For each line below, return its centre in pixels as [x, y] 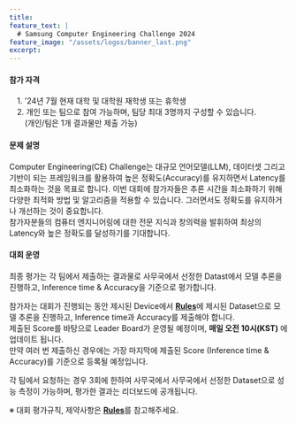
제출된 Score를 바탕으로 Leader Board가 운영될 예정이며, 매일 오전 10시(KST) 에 [148, 328]
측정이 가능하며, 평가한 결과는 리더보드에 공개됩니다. [108, 391]
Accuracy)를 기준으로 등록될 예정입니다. [79, 361]
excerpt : [25, 50]
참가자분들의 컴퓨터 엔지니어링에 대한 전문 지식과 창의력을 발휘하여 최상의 [136, 221]
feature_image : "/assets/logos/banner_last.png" [100, 42]
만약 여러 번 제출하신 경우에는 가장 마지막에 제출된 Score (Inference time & [139, 350]
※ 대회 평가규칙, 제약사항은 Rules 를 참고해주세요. [94, 410]
